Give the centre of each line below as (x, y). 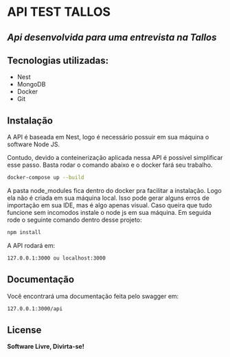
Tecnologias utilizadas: (58, 60)
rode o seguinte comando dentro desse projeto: (74, 220)
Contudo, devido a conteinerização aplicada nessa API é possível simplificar (115, 158)
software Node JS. (34, 144)
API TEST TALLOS (59, 12)
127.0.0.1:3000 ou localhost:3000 (57, 258)
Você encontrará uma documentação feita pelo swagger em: (93, 296)
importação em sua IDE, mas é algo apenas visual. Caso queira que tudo (110, 205)
